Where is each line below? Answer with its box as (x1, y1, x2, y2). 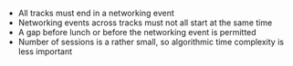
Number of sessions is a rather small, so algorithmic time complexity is (17, 36, 285, 47)
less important (17, 46, 73, 57)
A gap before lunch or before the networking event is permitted (17, 27, 257, 37)
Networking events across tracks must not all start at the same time (17, 17, 273, 28)
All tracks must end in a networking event (17, 8, 175, 18)
